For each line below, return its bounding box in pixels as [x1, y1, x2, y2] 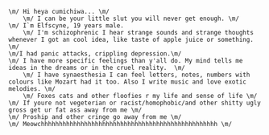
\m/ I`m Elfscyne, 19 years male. [8, 22, 125, 30]
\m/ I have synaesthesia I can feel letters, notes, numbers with [23, 71, 250, 79]
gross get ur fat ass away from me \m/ [8, 106, 143, 114]
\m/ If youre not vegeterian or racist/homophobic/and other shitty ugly [8, 99, 262, 107]
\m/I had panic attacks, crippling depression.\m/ [8, 50, 182, 58]
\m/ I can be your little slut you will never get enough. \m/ [23, 14, 240, 22]
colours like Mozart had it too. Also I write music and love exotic [8, 78, 247, 86]
